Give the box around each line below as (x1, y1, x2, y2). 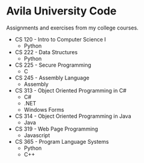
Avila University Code (6, 4, 117, 18)
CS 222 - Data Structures (14, 48, 78, 55)
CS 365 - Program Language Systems (14, 138, 109, 145)
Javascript (23, 131, 50, 139)
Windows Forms (23, 106, 64, 113)
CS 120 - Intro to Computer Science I (14, 35, 106, 43)
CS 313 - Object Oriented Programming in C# (14, 87, 127, 94)
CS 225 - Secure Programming (14, 61, 92, 69)
